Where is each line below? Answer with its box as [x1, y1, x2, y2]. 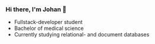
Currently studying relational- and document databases [14, 31, 150, 38]
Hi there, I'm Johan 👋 [5, 5, 67, 13]
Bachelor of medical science [14, 25, 84, 32]
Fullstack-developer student [14, 19, 83, 26]
